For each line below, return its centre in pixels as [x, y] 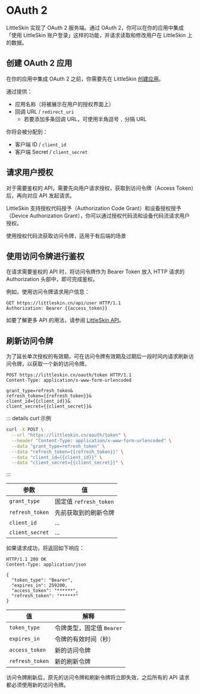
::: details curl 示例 [29, 418]
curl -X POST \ [25, 430]
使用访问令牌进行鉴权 [45, 256]
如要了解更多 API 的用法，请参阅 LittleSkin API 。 [65, 320]
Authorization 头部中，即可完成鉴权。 [52, 279]
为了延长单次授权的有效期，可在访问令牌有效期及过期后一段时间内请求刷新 [97, 356]
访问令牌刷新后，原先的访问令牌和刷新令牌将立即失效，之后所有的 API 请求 [98, 677]
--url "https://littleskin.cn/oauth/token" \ [69, 435]
